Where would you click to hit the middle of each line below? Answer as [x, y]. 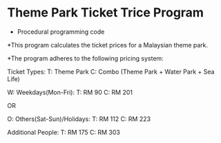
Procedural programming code [61, 32]
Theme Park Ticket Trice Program [105, 13]
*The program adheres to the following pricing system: [85, 58]
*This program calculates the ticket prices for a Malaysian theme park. [108, 45]
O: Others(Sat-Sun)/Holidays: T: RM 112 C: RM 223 [79, 119]
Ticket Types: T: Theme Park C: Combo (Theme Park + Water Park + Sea [111, 71]
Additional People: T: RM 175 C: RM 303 [64, 132]
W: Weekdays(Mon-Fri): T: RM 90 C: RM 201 [70, 92]
